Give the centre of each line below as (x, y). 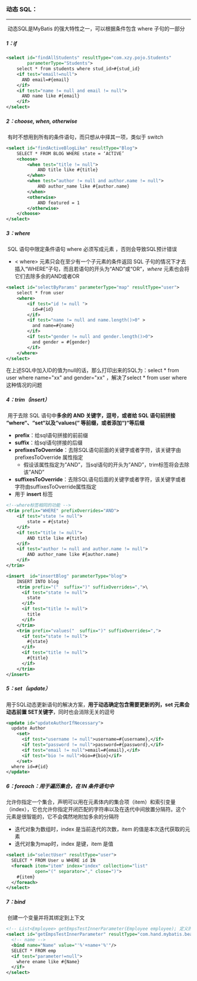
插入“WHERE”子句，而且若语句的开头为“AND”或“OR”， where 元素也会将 (102, 269)
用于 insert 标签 (34, 494)
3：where (18, 233)
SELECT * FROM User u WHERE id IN (53, 861)
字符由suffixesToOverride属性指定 (55, 487)
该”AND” (34, 472)
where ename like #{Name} (48, 962)
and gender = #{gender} (61, 342)
